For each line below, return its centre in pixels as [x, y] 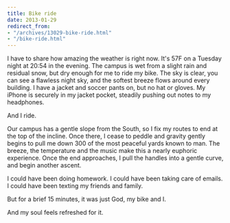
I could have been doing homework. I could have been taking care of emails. [115, 178]
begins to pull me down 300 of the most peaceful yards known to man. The [114, 143]
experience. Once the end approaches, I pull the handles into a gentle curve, [115, 158]
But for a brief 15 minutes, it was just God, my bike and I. [87, 199]
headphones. [26, 102]
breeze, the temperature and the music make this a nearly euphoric [102, 151]
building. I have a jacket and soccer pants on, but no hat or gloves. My [106, 88]
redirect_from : [29, 26]
